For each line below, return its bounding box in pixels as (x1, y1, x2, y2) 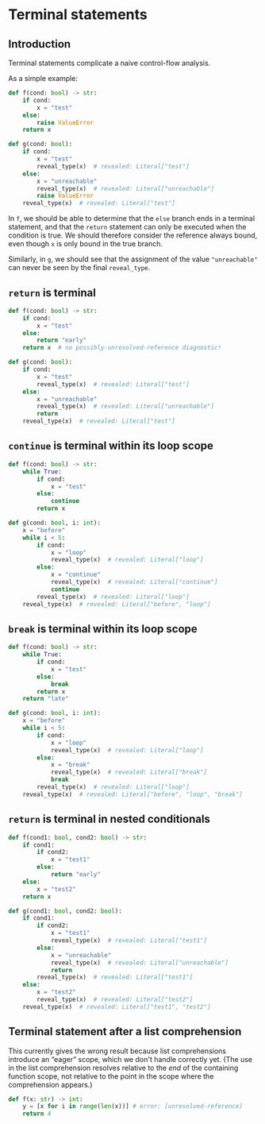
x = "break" (50, 761, 90, 769)
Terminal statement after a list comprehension (8, 1025, 242, 1038)
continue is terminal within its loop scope (8, 439, 214, 453)
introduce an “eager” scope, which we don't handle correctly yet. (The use (8, 1054, 252, 1064)
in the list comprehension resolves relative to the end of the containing (8, 1063, 239, 1072)
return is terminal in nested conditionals (8, 813, 210, 826)
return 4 (22, 1110, 52, 1118)
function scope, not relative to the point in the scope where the (8, 1071, 214, 1081)
